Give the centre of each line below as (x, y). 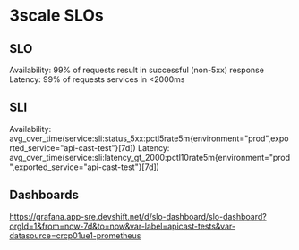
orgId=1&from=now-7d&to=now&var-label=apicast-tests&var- (122, 226)
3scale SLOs (57, 16)
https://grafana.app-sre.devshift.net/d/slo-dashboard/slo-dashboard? (138, 216)
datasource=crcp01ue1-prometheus (75, 235)
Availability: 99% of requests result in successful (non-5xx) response (137, 70)
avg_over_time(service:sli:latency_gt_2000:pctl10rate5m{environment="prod (150, 157)
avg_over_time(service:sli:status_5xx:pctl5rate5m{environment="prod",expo (149, 138)
